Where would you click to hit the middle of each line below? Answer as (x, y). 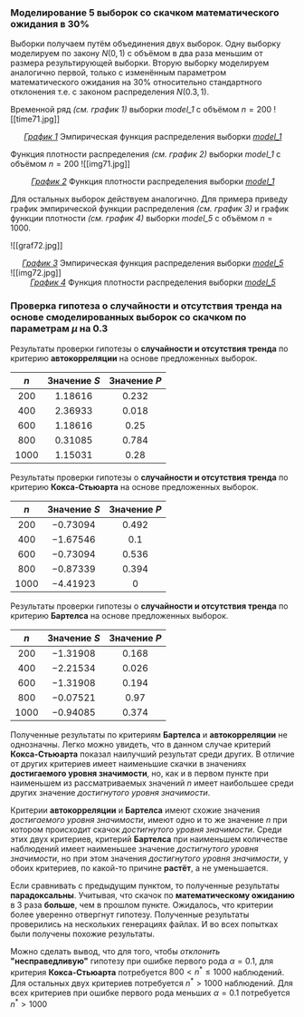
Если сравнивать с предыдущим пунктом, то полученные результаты (145, 885)
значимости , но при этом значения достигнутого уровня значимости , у (149, 858)
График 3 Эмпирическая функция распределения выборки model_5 (153, 263)
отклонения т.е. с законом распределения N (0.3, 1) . (110, 92)
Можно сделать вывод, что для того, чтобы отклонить (115, 951)
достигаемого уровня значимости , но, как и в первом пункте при (140, 773)
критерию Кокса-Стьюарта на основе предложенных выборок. (134, 486)
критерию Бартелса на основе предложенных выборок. (119, 615)
